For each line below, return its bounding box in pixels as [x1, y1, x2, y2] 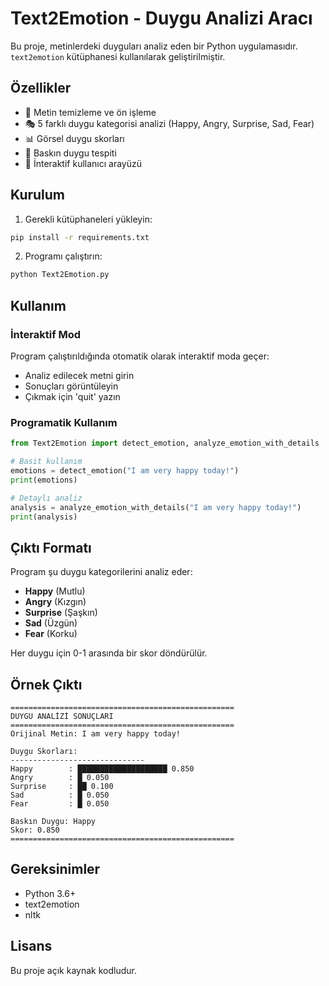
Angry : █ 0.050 [10, 773, 110, 783]
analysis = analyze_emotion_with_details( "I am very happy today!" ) [10, 502, 302, 512]
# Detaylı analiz [10, 493, 83, 503]
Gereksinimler [10, 861, 101, 878]
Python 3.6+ [24, 887, 77, 899]
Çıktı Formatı [10, 539, 92, 556]
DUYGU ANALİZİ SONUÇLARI [10, 712, 114, 722]
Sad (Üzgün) [24, 617, 78, 629]
